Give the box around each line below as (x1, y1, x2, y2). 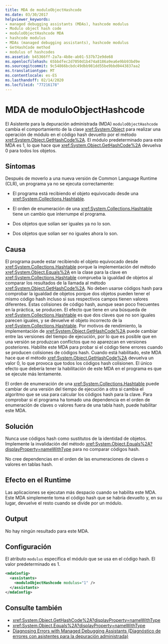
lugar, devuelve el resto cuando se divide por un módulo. (5, 500, 123, 506)
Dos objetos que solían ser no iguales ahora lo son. (12, 230, 118, 237)
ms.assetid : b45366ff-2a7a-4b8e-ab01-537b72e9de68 (5, 54, 113, 59)
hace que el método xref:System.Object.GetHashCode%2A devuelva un (5, 355, 154, 361)
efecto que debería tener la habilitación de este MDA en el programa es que (5, 366, 162, 372)
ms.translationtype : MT (5, 69, 55, 74)
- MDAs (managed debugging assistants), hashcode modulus (5, 40, 129, 45)
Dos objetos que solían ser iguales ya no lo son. (12, 221, 111, 227)
